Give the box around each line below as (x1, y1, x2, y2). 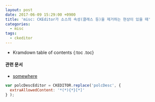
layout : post (5, 7, 33, 13)
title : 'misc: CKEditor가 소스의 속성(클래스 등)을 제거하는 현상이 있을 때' (5, 17, 151, 22)
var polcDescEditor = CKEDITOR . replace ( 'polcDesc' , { (5, 83, 122, 88)
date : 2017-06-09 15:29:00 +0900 (5, 12, 76, 17)
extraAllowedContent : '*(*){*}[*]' (10, 87, 85, 92)
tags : (5, 31, 17, 36)
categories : (5, 21, 30, 27)
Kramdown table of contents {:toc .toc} (12, 49, 94, 56)
